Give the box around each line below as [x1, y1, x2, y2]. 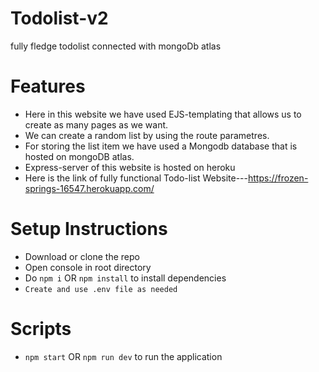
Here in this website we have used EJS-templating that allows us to [24, 108, 302, 120]
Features [10, 75, 86, 98]
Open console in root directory [24, 261, 152, 273]
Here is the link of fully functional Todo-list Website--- [24, 172, 248, 184]
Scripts [10, 318, 72, 340]
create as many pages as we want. [24, 118, 169, 131]
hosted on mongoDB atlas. [24, 150, 135, 162]
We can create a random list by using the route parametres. [24, 129, 270, 141]
